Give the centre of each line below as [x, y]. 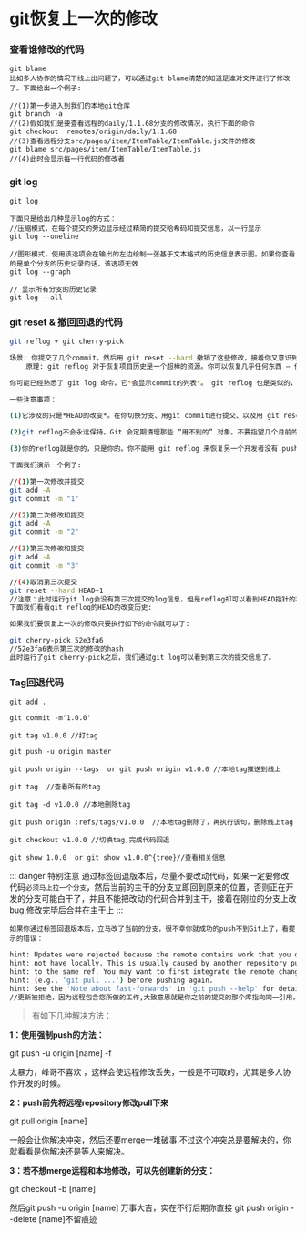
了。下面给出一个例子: [46, 89]
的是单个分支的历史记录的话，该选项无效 [74, 264]
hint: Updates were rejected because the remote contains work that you [150, 955]
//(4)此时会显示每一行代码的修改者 [67, 159]
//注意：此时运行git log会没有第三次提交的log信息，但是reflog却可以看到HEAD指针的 [153, 599]
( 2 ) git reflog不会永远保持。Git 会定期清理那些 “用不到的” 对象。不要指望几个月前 [151, 433]
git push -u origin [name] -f [61, 1053]
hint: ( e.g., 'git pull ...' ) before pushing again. [112, 980]
